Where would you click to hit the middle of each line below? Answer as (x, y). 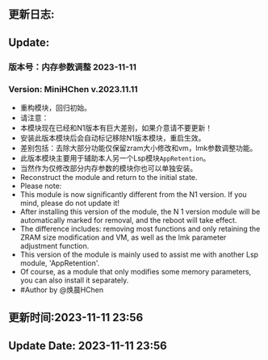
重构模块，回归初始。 (55, 108)
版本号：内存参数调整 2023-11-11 (73, 67)
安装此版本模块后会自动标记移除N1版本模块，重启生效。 (113, 138)
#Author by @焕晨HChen (62, 290)
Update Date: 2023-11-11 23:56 (88, 345)
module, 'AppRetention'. (60, 263)
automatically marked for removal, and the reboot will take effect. (128, 220)
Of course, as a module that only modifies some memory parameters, (136, 272)
